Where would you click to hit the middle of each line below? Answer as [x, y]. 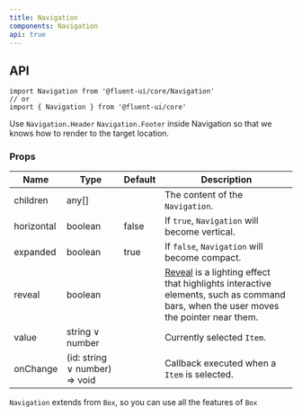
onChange [36, 369]
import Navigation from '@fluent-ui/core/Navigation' [112, 92]
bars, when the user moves [222, 306]
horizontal [35, 226]
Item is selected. [199, 375]
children [31, 200]
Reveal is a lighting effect [218, 272]
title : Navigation [44, 18]
